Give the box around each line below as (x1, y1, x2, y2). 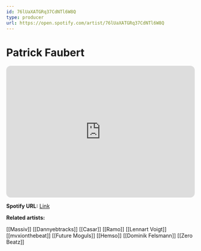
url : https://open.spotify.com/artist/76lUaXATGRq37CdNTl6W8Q (6, 20, 165, 26)
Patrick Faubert (6, 46, 85, 59)
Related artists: (6, 214, 45, 222)
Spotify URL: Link (6, 202, 50, 210)
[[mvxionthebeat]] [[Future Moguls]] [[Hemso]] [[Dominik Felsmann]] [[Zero (6, 232, 193, 240)
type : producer (6, 14, 44, 20)
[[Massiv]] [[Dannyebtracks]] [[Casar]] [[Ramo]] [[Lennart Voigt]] (6, 226, 167, 233)
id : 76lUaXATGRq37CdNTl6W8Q (6, 8, 77, 15)
